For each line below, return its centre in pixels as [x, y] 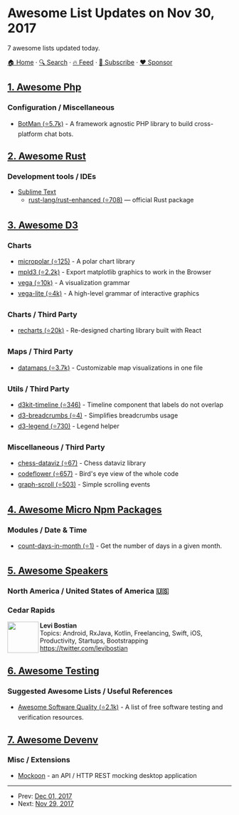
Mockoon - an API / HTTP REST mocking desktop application [107, 775]
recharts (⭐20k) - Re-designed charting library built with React [110, 331]
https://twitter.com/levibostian [84, 648]
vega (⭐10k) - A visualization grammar [74, 282]
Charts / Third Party [42, 314]
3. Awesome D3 [43, 225]
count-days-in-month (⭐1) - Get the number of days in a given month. [120, 546]
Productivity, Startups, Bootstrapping [94, 641]
